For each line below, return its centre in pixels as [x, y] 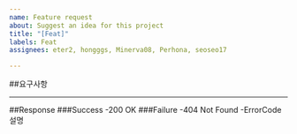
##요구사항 [29, 84]
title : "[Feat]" [39, 33]
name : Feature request [51, 17]
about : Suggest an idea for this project [87, 26]
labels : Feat [33, 42]
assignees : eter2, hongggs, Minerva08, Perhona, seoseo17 [118, 50]
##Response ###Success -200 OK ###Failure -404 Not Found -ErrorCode [145, 110]
